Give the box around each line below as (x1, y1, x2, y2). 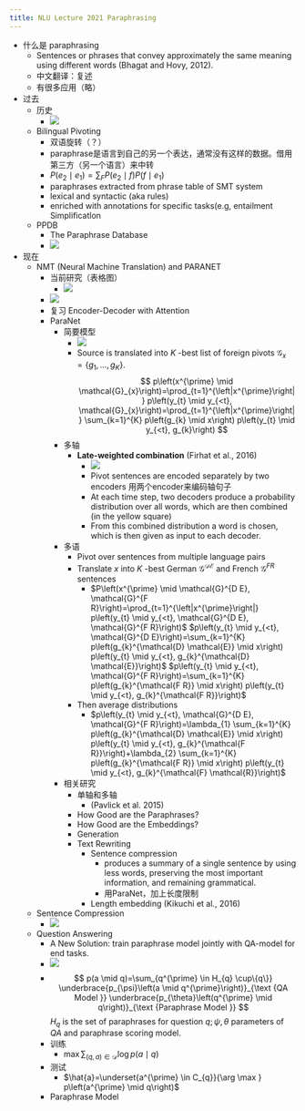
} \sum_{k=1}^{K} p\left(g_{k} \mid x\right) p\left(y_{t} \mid (78, 415, 296, 426)
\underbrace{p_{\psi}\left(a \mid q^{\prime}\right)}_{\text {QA (58, 982, 289, 993)
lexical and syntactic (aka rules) (49, 190, 169, 201)
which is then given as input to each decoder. (90, 530, 261, 541)
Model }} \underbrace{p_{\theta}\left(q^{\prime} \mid (74, 992, 273, 1003)
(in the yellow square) (90, 511, 172, 522)
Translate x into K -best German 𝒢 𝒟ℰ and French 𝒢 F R (76, 561, 275, 574)
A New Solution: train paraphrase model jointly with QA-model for (49, 938, 296, 949)
